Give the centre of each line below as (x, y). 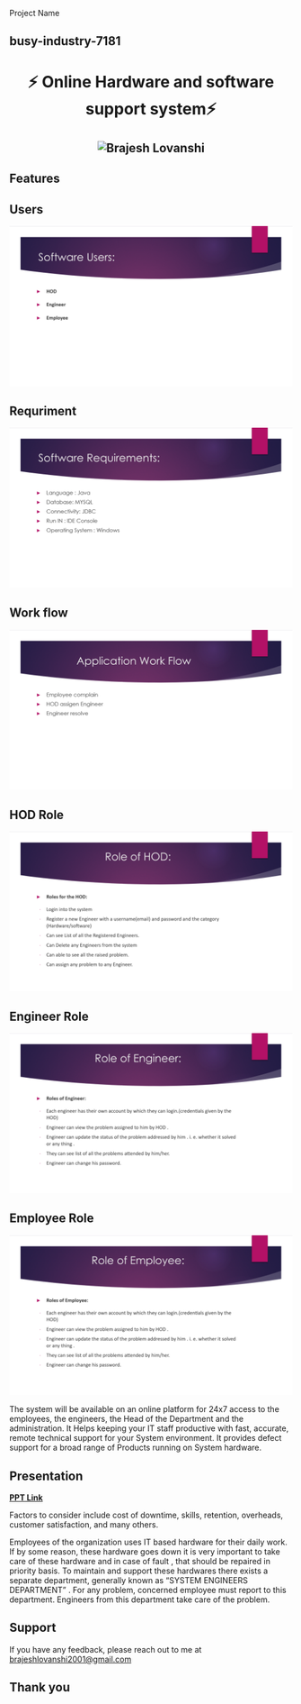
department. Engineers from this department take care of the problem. (140, 1599)
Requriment (43, 411)
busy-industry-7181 (65, 41)
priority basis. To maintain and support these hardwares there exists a (139, 1571)
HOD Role (37, 815)
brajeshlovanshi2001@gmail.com (71, 1659)
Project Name (35, 13)
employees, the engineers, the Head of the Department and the (127, 1419)
